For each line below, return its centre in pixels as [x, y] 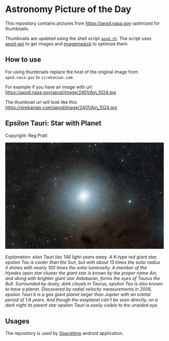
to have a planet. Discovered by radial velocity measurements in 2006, [79, 289]
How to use [23, 60]
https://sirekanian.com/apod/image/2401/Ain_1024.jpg [61, 107]
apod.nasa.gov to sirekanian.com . [40, 77]
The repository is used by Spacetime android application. [65, 333]
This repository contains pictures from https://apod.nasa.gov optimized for [82, 23]
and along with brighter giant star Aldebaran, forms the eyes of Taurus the [83, 278]
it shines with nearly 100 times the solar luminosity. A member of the [76, 268]
